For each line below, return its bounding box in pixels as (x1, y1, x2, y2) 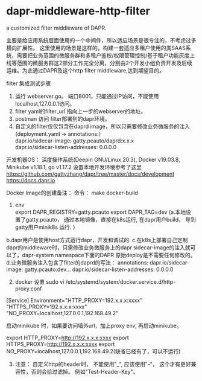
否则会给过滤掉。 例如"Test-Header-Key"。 (31, 368, 139, 375)
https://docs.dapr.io (6, 176, 55, 184)
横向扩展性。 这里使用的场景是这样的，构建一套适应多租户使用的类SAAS (6, 44, 186, 51)
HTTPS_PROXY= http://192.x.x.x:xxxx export (6, 340, 115, 348)
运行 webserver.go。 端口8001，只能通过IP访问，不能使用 (14, 92, 159, 100)
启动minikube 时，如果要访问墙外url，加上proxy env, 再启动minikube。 (6, 322, 182, 329)
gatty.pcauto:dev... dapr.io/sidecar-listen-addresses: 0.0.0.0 (24, 266, 174, 273)
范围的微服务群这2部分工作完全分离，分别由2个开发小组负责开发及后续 (16, 59, 193, 66)
